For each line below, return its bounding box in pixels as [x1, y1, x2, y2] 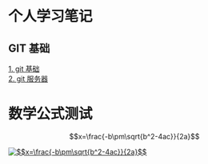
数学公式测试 [8, 105, 94, 123]
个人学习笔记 [8, 7, 94, 25]
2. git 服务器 [8, 74, 49, 84]
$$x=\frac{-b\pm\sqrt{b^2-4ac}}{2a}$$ [69, 131, 200, 141]
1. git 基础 [8, 64, 40, 73]
